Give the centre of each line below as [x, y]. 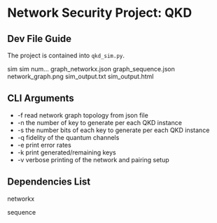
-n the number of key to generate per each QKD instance [99, 122]
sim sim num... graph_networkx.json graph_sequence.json [91, 69]
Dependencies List [49, 182]
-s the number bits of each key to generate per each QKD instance [113, 130]
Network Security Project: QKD [100, 13]
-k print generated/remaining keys [67, 152]
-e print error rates [44, 145]
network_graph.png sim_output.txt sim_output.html [80, 76]
